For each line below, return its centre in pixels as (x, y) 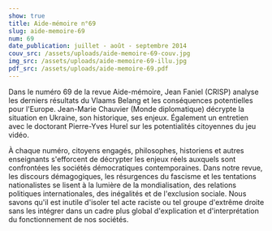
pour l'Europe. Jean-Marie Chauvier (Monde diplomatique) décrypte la (127, 109)
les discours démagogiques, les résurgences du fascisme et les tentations (133, 176)
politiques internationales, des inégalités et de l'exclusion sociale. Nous (127, 193)
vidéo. (19, 135)
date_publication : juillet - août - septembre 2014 (97, 46)
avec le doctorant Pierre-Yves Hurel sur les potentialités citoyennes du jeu (132, 126)
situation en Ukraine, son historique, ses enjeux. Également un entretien (129, 118)
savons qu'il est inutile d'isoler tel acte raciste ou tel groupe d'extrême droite (136, 202)
